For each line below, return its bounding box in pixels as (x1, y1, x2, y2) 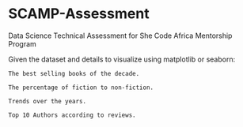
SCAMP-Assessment (8, 5, 150, 23)
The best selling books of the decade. (8, 69, 140, 77)
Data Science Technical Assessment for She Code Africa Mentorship (8, 31, 233, 40)
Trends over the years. (8, 97, 87, 105)
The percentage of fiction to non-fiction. (8, 84, 154, 92)
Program (8, 39, 37, 48)
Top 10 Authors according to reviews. (8, 111, 136, 119)
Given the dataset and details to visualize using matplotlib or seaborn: (8, 54, 236, 64)
